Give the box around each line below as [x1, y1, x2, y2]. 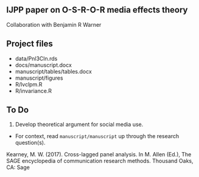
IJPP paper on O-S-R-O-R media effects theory [6, 5, 188, 15]
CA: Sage [6, 164, 30, 171]
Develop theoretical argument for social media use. [15, 121, 144, 128]
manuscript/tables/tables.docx [15, 68, 93, 75]
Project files [6, 39, 53, 49]
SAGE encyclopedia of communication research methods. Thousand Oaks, [6, 158, 194, 165]
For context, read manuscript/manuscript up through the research [15, 133, 180, 140]
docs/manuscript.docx [15, 61, 72, 69]
